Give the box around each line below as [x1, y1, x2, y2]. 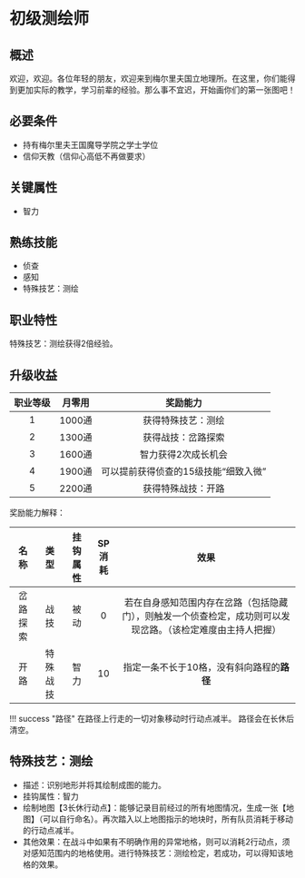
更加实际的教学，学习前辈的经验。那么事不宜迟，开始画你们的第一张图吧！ [16, 84, 296, 95]
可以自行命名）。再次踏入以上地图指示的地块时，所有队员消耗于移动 [42, 814, 293, 824]
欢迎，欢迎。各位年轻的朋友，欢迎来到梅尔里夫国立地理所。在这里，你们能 [9, 74, 288, 84]
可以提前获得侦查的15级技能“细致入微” [101, 465, 267, 478]
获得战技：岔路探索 [142, 431, 225, 444]
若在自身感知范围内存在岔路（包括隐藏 [123, 597, 289, 609]
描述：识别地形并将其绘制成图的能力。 [22, 779, 166, 790]
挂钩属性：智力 [22, 791, 79, 802]
